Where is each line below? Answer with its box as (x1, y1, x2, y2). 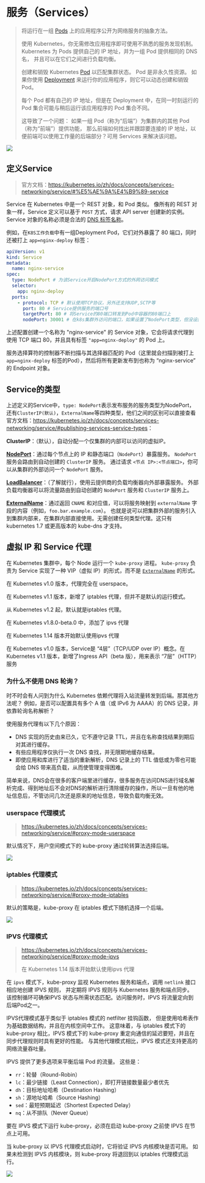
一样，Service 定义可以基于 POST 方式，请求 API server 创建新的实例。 (11, 208, 188, 215)
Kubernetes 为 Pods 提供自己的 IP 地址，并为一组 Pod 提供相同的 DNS (21, 47, 198, 55)
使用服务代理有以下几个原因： (6, 720, 81, 728)
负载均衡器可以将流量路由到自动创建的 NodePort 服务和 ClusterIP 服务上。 (6, 486, 193, 493)
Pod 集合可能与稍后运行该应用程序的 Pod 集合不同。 (21, 104, 153, 111)
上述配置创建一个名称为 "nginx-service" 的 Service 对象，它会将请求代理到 (6, 328, 194, 336)
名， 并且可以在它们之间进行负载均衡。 (21, 55, 120, 62)
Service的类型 (6, 384, 61, 394)
